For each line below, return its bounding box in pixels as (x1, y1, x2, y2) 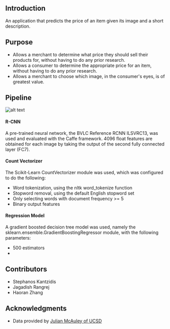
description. (5, 23, 31, 29)
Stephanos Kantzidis (12, 278, 56, 285)
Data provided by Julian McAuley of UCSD (12, 318, 102, 324)
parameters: (5, 235, 31, 241)
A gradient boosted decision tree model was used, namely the (5, 224, 136, 230)
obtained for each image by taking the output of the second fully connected (5, 140, 165, 147)
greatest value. (12, 79, 44, 85)
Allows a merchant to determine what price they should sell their (12, 51, 149, 58)
